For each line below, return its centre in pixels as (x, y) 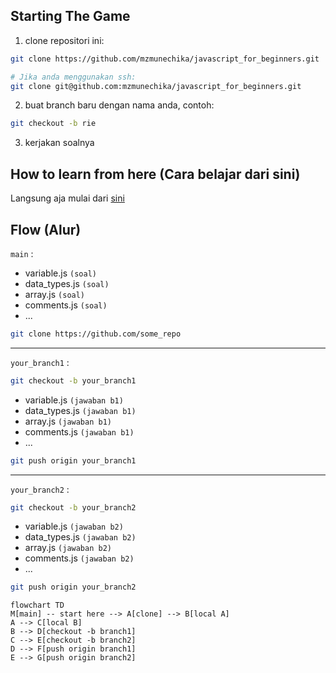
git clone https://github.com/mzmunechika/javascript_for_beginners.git (165, 59)
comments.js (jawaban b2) (79, 558)
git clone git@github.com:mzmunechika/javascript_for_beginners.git (156, 86)
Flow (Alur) (46, 229)
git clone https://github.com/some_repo (96, 334)
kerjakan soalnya (59, 143)
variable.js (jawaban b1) (74, 400)
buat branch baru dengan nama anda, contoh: (119, 105)
